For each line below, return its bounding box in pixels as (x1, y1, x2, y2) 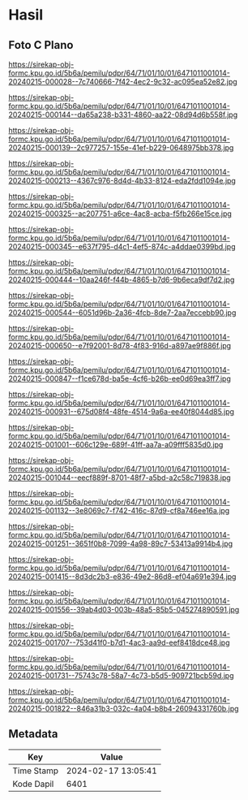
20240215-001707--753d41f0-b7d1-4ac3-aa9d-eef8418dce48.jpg (8, 638, 230, 647)
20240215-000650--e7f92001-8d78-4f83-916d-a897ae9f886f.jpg (8, 341, 232, 350)
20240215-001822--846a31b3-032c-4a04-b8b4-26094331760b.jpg (8, 704, 239, 713)
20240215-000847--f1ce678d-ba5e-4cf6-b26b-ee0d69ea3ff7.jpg (8, 374, 231, 383)
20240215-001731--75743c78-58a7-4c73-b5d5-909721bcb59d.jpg (8, 671, 234, 680)
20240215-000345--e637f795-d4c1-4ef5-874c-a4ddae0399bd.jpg (8, 242, 237, 251)
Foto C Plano (8, 38, 74, 52)
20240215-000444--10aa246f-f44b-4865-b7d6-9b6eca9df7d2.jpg (8, 275, 235, 284)
